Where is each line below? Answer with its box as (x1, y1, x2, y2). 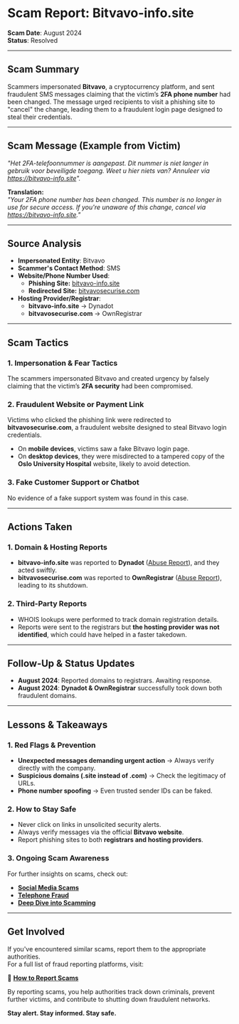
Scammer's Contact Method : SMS (17, 264, 121, 273)
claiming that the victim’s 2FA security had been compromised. (7, 382, 193, 391)
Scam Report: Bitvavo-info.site (7, 5, 194, 21)
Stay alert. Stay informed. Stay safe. (7, 1008, 117, 1017)
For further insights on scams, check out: (7, 870, 128, 878)
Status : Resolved (7, 36, 58, 44)
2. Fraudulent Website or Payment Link (7, 399, 144, 409)
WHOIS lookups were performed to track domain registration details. (17, 615, 219, 623)
